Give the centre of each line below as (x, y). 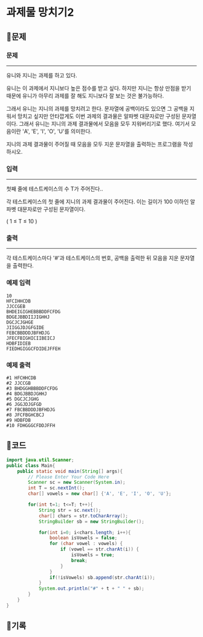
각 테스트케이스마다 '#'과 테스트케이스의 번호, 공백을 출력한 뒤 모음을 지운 (93, 258)
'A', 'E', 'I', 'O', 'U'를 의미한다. (57, 131)
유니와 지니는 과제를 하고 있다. (42, 75)
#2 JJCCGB (19, 384)
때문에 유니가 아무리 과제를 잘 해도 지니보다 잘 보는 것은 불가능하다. (85, 96)
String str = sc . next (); (70, 510)
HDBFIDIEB (19, 343)
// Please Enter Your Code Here (69, 477)
